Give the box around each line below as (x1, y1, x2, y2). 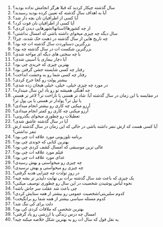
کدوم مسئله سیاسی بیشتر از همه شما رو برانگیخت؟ (12, 196, 106, 201)
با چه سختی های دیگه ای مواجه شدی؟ (12, 51, 81, 57)
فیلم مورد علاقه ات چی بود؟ (12, 149, 64, 155)
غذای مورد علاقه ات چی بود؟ (12, 155, 65, 160)
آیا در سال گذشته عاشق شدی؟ (12, 118, 68, 124)
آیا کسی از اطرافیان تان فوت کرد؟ (12, 20, 75, 26)
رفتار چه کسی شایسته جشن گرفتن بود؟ (12, 67, 84, 72)
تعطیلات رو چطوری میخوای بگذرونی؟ (12, 113, 80, 119)
